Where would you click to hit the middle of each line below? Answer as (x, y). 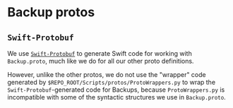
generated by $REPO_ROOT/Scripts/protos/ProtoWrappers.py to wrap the (112, 82)
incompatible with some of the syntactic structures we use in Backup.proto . (116, 97)
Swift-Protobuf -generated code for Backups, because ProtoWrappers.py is (116, 90)
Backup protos (51, 12)
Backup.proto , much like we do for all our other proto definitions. (101, 61)
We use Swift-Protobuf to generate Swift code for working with (100, 53)
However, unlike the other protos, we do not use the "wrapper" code (107, 74)
